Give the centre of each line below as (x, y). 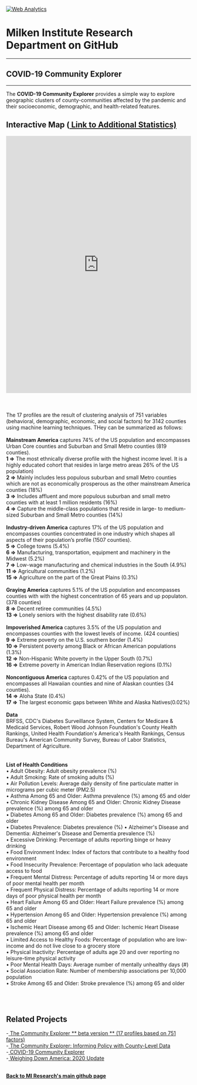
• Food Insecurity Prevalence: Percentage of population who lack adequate (97, 865)
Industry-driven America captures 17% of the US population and (85, 527)
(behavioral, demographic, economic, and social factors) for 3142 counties (96, 421)
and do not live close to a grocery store (73, 946)
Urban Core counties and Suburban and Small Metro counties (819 (86, 446)
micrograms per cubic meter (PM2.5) (51, 789)
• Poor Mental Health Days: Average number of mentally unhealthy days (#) (97, 965)
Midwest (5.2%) (26, 558)
